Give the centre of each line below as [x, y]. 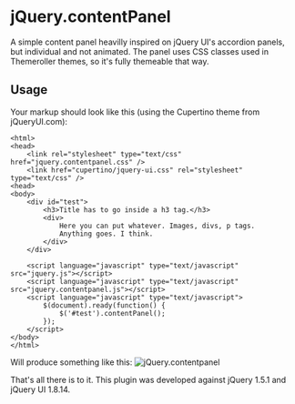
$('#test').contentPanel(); [112, 313]
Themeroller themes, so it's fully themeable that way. [110, 61]
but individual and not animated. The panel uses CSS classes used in [140, 51]
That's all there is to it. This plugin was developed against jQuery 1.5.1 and [148, 379]
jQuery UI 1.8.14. [41, 389]
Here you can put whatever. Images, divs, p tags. [157, 226]
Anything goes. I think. [106, 234]
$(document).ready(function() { [105, 305]
